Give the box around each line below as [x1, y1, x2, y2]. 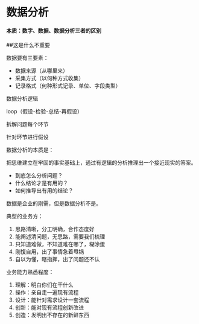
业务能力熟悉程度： [6, 268, 54, 276]
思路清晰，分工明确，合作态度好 [14, 226, 95, 233]
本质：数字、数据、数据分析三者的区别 [6, 27, 101, 34]
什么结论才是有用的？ [14, 179, 68, 187]
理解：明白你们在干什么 [14, 281, 74, 288]
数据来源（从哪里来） [14, 67, 68, 74]
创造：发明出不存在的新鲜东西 [14, 311, 89, 319]
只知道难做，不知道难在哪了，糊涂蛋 [14, 241, 106, 248]
